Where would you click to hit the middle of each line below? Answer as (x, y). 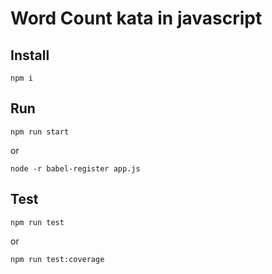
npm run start (40, 132)
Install (30, 55)
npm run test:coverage (57, 259)
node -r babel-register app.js (75, 168)
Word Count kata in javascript (136, 18)
